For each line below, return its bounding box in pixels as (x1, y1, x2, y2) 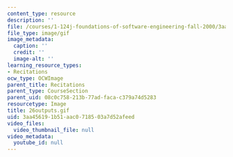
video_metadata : (7, 133, 54, 140)
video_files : (7, 119, 45, 127)
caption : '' (13, 42, 49, 49)
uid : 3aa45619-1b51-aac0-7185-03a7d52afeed (7, 113, 135, 120)
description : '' (7, 17, 54, 24)
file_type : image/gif (7, 29, 70, 37)
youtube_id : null (13, 140, 64, 147)
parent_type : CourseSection (7, 88, 89, 94)
